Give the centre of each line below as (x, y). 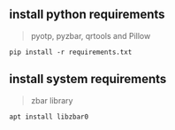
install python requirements (87, 15)
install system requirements (88, 79)
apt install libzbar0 (49, 117)
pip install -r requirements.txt (71, 52)
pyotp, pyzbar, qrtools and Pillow (91, 35)
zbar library (52, 100)
